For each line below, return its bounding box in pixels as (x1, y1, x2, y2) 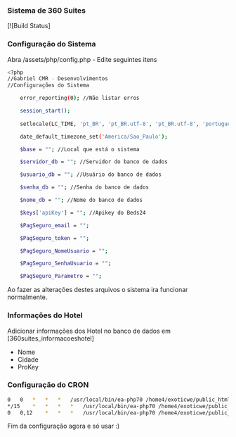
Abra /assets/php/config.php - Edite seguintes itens (7, 55, 157, 63)
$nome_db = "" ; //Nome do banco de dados (20, 196, 143, 204)
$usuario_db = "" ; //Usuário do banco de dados (20, 171, 162, 178)
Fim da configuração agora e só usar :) (7, 422, 120, 431)
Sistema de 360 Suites (7, 6, 86, 15)
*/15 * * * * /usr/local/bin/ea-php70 (7, 403, 156, 410)
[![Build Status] (7, 22, 51, 30)
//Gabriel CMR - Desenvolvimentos (7, 75, 109, 82)
